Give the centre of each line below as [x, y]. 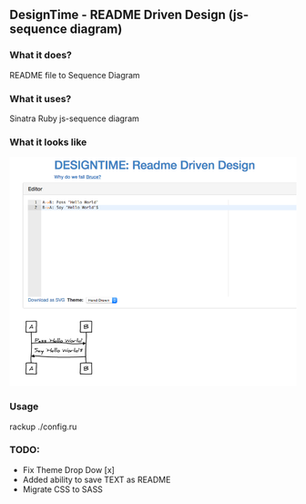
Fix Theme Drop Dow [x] [69, 469]
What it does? [41, 56]
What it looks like [48, 142]
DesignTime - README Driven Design [117, 15]
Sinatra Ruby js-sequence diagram [74, 118]
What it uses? [41, 98]
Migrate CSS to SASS [62, 489]
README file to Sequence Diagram [75, 75]
